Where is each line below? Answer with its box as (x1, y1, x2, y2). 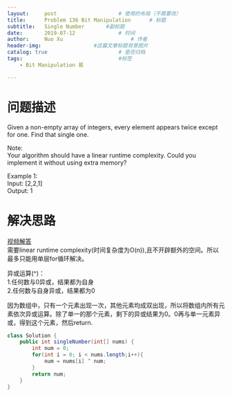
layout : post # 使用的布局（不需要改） (7, 10, 182, 17)
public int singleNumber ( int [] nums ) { (19, 338, 135, 346)
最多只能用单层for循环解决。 (7, 254, 88, 263)
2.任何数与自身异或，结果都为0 (7, 286, 95, 295)
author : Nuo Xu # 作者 (7, 36, 148, 43)
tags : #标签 (7, 55, 133, 62)
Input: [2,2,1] (7, 179, 43, 187)
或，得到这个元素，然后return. (7, 318, 93, 326)
